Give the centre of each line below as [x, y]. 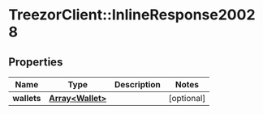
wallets [27, 98]
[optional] [187, 98]
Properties [36, 62]
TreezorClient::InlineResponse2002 [132, 15]
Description [138, 84]
